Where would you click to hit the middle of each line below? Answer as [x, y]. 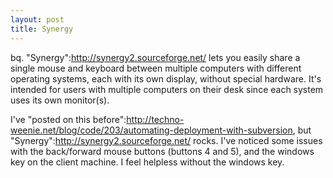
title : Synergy [42, 29]
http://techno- [155, 119]
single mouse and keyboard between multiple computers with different [156, 68]
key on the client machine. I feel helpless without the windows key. [147, 162]
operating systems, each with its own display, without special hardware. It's [166, 78]
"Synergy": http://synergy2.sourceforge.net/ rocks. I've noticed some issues [166, 140]
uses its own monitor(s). [60, 100]
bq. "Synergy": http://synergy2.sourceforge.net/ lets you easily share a [155, 57]
